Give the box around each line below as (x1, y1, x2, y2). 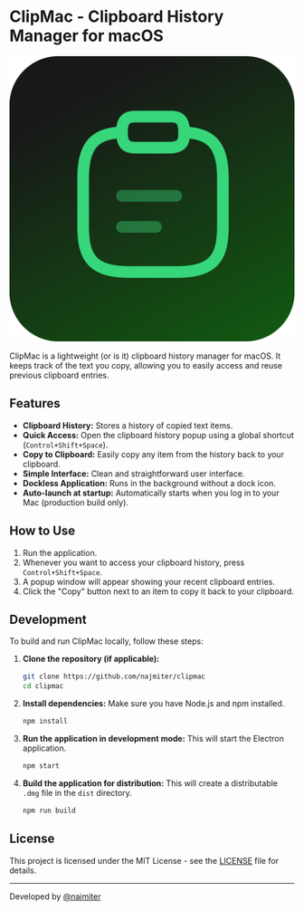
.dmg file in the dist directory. (22, 787, 133, 798)
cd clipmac (22, 682, 64, 691)
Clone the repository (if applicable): (22, 654, 160, 665)
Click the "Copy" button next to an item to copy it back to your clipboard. (22, 586, 294, 597)
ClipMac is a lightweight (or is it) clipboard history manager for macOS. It (9, 350, 281, 361)
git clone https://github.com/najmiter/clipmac (22, 672, 205, 681)
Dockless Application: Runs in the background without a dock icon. (22, 477, 276, 488)
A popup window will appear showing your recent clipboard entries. (22, 576, 276, 587)
